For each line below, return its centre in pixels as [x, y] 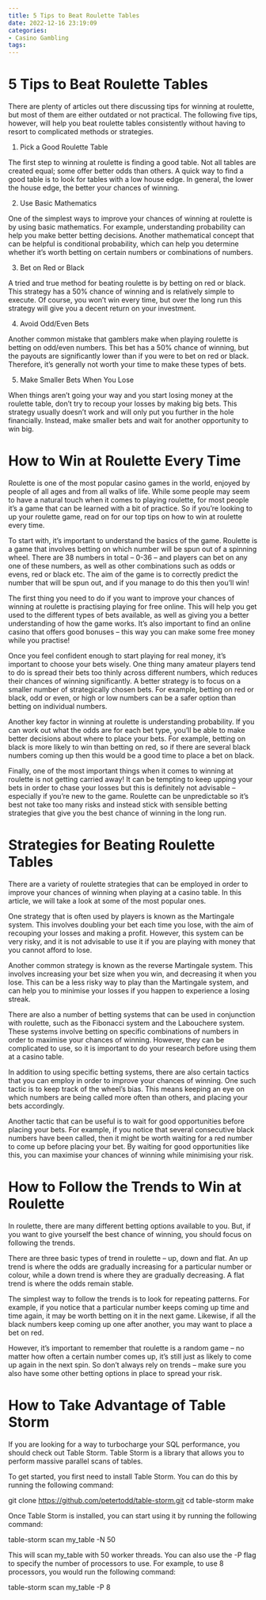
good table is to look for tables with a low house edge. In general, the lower [131, 179]
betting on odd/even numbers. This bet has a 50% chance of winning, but [129, 348]
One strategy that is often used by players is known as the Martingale [122, 916]
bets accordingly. [36, 1105]
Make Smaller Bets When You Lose [77, 380]
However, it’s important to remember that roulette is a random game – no [126, 1347]
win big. [21, 429]
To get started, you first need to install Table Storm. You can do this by [123, 1476]
